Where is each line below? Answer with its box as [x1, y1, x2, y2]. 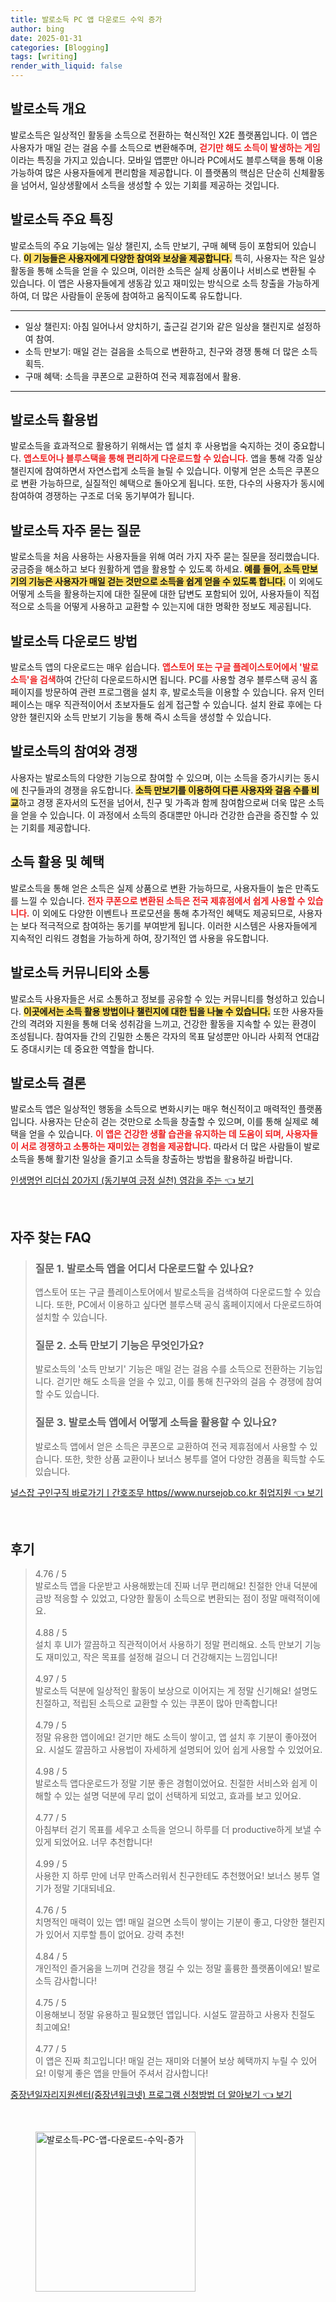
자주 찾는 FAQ [10, 1229, 92, 1246]
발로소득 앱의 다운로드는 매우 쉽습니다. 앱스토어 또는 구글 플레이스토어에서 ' [10, 661, 303, 673]
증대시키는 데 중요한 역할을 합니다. [20, 1042, 155, 1055]
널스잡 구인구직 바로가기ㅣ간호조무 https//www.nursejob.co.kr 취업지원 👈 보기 [10, 1486, 324, 1498]
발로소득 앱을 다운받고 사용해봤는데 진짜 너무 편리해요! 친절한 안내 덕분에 [34, 1580, 318, 1592]
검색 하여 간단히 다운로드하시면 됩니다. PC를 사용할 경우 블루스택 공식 [39, 674, 308, 686]
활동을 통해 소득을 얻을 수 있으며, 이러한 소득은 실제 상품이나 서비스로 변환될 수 [10, 264, 317, 276]
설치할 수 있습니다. [34, 1311, 108, 1323]
